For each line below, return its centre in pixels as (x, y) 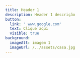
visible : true (24, 33)
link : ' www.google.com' (36, 24)
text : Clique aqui (29, 29)
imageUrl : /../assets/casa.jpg (43, 47)
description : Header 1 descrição (40, 15)
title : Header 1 (22, 10)
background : (18, 38)
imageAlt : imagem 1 (30, 43)
